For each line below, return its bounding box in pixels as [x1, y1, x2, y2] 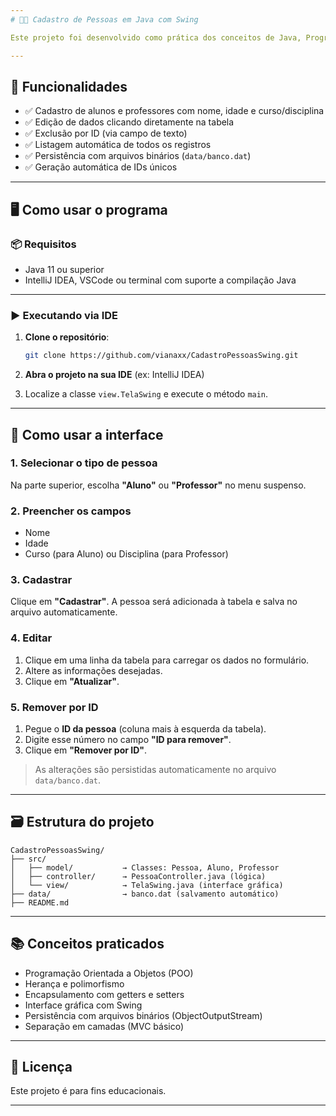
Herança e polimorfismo [24, 977, 125, 990]
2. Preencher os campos [10, 504, 132, 518]
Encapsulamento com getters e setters [24, 988, 185, 1000]
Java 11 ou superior [24, 264, 105, 275]
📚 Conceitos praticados [10, 936, 165, 953]
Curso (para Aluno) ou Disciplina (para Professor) [24, 548, 229, 560]
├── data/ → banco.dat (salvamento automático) [10, 889, 280, 899]
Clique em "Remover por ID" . [24, 744, 148, 756]
